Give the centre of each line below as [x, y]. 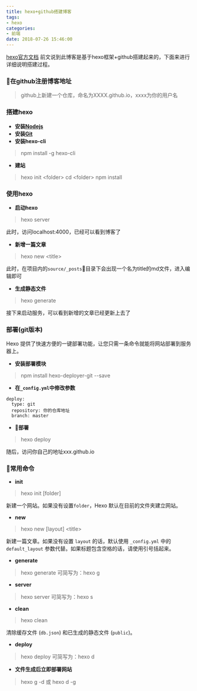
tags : [13, 17]
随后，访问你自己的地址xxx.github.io [50, 452]
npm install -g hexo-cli [48, 153]
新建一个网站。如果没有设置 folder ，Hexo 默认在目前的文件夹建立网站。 [94, 506]
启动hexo [26, 207]
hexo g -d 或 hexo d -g [48, 682]
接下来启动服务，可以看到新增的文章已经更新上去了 [68, 313]
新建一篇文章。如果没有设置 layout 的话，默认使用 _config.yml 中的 [89, 541]
